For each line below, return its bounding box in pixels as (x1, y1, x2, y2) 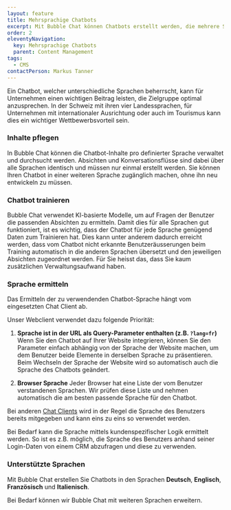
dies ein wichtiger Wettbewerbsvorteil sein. (7, 116, 130, 124)
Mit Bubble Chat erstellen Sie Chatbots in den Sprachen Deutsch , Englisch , (7, 475, 221, 483)
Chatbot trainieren (7, 195, 70, 205)
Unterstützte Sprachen (7, 460, 86, 469)
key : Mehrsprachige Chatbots (13, 42, 97, 49)
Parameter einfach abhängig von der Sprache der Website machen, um (16, 344, 219, 352)
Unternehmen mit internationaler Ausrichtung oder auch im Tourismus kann (7, 108, 221, 117)
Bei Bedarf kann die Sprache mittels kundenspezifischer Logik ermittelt (7, 428, 209, 436)
